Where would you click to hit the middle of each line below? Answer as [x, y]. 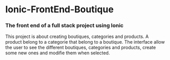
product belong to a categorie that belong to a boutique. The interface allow [85, 42]
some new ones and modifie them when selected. [58, 53]
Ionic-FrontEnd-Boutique [59, 9]
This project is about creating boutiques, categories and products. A [77, 36]
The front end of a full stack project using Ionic [64, 26]
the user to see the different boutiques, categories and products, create [81, 48]
